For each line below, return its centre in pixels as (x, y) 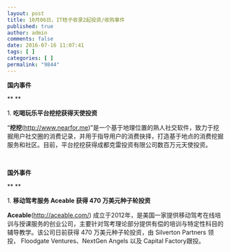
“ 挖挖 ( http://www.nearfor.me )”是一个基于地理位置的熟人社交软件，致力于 (111, 127)
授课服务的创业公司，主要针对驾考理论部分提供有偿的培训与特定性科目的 (121, 223)
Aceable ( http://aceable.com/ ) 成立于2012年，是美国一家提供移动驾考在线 (111, 215)
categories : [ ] (30, 58)
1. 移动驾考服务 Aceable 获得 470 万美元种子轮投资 (79, 201)
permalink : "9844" (33, 65)
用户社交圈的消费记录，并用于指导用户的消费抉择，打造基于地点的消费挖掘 (118, 136)
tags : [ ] (21, 52)
